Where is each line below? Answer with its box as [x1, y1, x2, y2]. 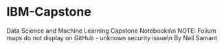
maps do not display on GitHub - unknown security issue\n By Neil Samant [6, 33, 218, 42]
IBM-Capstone [6, 4, 92, 20]
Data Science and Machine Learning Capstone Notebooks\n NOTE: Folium [6, 27, 217, 35]
